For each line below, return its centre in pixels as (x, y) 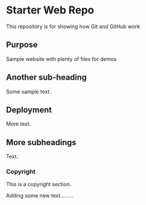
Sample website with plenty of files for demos (62, 59)
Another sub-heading (46, 78)
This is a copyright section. (39, 184)
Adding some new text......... (40, 196)
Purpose (22, 45)
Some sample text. (29, 91)
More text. (18, 124)
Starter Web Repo (50, 10)
